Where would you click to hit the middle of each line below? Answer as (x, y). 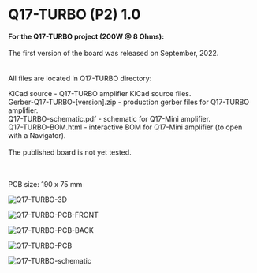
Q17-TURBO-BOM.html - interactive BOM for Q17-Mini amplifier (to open (125, 127)
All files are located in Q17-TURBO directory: (80, 78)
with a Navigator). (37, 135)
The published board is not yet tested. (70, 152)
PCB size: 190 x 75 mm (45, 184)
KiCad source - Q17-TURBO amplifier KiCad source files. (100, 93)
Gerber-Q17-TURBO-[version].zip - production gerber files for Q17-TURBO (129, 102)
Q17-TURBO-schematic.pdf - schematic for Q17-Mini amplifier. (110, 118)
